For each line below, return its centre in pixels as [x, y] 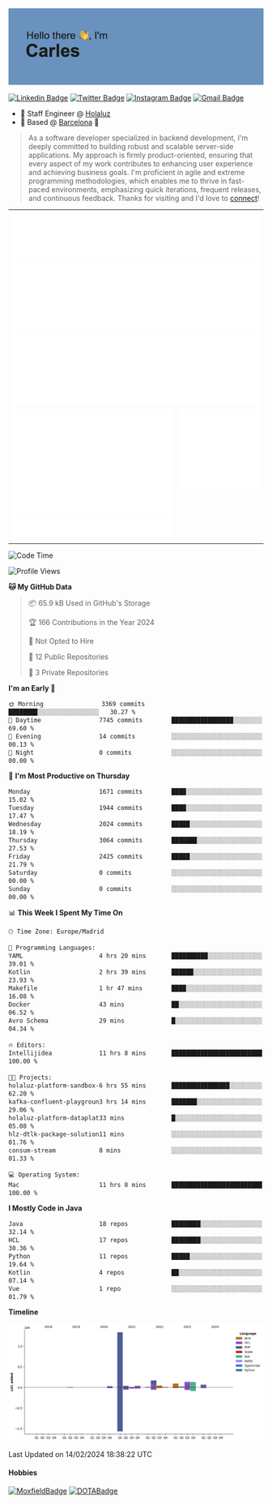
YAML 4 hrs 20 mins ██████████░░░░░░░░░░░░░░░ [136, 956]
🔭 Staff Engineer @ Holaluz [65, 114]
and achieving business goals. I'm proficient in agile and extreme [136, 173]
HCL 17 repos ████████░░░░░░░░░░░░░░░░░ [136, 1240]
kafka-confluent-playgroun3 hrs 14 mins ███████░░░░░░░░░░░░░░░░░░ [136, 1102]
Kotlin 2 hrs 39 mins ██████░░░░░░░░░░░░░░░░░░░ [136, 972]
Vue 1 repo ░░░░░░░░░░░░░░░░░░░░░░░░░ [136, 1289]
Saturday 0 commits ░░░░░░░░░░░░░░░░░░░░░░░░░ [136, 873]
